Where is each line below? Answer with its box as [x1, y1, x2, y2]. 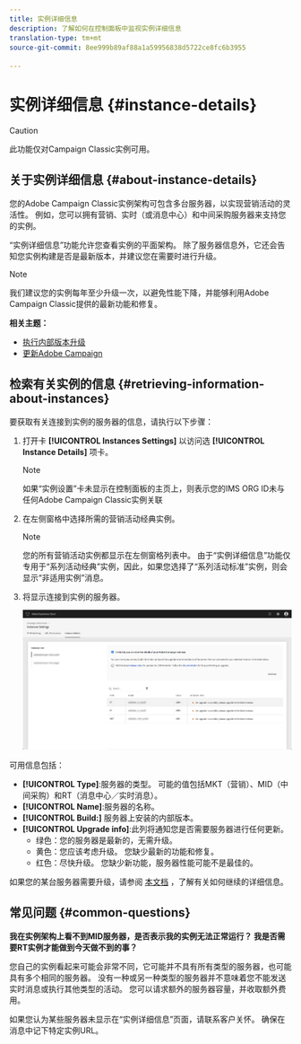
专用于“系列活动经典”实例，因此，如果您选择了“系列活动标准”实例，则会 [21, 561, 288, 572]
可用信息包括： [9, 759, 64, 770]
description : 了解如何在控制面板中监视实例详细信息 [9, 23, 182, 33]
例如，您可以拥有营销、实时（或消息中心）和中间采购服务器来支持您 [34, 209, 287, 220]
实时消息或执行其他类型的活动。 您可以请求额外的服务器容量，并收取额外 [9, 983, 279, 994]
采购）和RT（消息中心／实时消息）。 [30, 790, 163, 801]
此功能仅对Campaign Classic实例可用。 [9, 144, 155, 154]
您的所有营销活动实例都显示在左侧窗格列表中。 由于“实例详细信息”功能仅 [21, 549, 291, 560]
